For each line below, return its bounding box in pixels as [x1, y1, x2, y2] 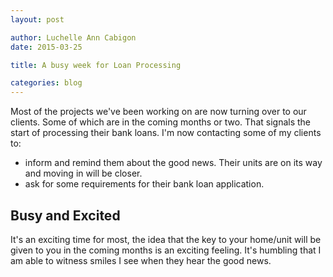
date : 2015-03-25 [10, 42, 83, 52]
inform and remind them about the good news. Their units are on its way [24, 157, 323, 169]
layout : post [10, 14, 65, 25]
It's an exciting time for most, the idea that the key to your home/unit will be [10, 233, 322, 245]
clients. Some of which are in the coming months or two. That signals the [10, 116, 312, 128]
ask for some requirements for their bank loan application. [24, 178, 265, 190]
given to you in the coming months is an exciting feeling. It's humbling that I [10, 244, 322, 256]
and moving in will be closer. [24, 167, 143, 180]
